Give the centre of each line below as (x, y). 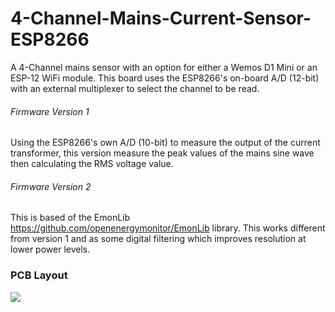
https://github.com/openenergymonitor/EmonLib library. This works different (168, 228)
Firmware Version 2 (51, 186)
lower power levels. (50, 249)
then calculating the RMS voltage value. (92, 164)
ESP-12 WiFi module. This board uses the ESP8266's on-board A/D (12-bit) (165, 78)
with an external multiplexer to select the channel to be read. (135, 88)
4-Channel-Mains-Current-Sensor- (161, 18)
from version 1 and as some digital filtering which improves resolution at (158, 239)
